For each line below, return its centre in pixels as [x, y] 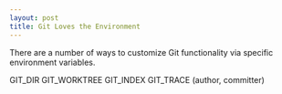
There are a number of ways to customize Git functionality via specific [141, 52]
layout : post [34, 18]
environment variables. [52, 62]
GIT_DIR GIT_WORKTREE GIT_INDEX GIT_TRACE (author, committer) [137, 79]
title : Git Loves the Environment [75, 26]
